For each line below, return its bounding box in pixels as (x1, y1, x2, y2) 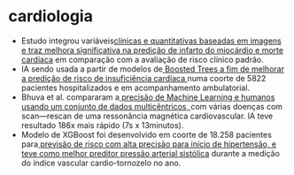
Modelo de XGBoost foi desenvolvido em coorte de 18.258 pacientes (20, 129, 272, 140)
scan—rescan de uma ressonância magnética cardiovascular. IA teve (20, 110, 274, 121)
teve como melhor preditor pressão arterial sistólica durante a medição (20, 148, 281, 158)
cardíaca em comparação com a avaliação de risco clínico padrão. (20, 54, 264, 65)
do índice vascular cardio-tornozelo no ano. (20, 157, 182, 168)
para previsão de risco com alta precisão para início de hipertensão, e (20, 139, 276, 149)
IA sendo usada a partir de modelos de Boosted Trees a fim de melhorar (20, 64, 285, 74)
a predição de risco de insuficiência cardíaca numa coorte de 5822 (20, 72, 267, 83)
